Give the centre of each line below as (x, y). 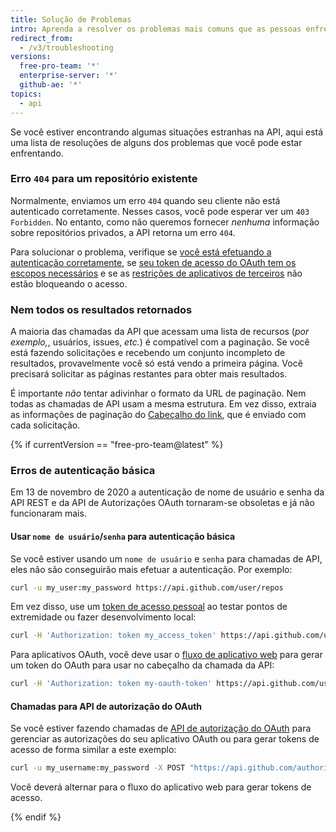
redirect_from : (42, 38)
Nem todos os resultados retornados (101, 309)
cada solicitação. (45, 425)
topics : (26, 94)
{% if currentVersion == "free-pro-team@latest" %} (117, 445)
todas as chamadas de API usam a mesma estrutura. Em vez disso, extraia (163, 404)
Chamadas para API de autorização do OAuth (106, 706)
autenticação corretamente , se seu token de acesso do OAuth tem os (153, 262)
